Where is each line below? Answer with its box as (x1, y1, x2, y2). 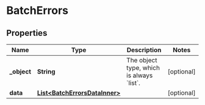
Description (126, 46, 162, 54)
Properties (6, 28, 48, 38)
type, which (126, 64, 160, 72)
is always (126, 71, 153, 80)
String (37, 67, 56, 76)
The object (126, 56, 157, 64)
